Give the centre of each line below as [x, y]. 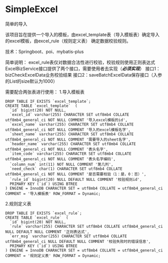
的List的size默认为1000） [31, 81]
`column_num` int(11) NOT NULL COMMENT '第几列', [62, 164]
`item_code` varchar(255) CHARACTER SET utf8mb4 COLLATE [71, 154]
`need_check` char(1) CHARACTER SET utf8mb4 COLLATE [66, 169]
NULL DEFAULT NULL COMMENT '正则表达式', [47, 232]
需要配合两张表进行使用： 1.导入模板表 [45, 92]
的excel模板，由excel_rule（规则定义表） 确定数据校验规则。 [68, 41]
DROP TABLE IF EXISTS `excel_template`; [48, 101]
